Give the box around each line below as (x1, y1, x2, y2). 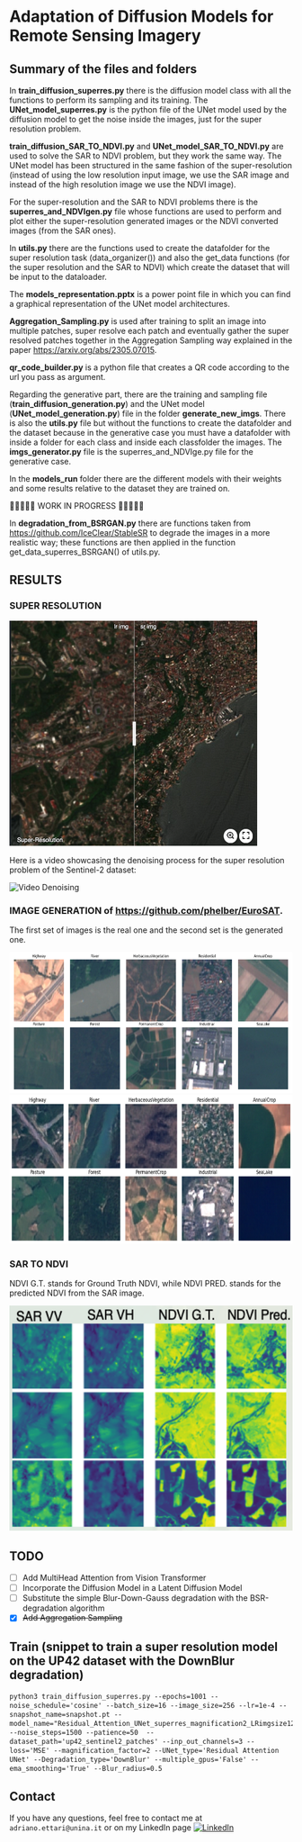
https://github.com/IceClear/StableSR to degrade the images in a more (9, 528, 271, 537)
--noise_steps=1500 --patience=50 (9, 1729, 139, 1738)
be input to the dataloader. (9, 272, 108, 282)
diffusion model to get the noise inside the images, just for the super (9, 114, 262, 124)
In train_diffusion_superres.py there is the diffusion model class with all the (9, 86, 292, 95)
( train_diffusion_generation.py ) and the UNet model (9, 399, 205, 409)
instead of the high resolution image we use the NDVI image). (9, 179, 236, 190)
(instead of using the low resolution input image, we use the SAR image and (9, 169, 289, 180)
